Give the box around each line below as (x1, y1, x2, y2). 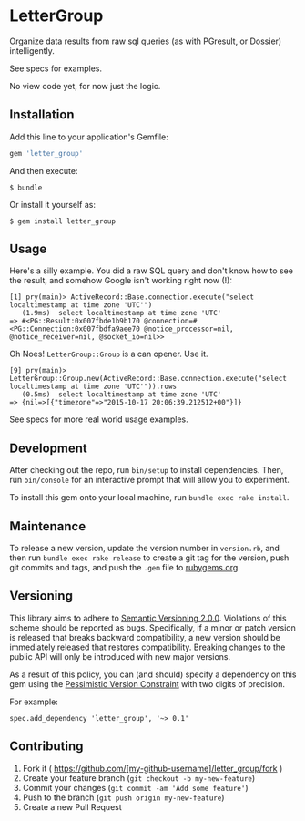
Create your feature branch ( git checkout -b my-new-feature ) (22, 772, 256, 784)
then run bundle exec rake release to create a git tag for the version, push (9, 552, 290, 563)
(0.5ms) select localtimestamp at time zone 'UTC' (21, 390, 222, 399)
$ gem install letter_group (9, 216, 117, 226)
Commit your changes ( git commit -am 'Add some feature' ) (22, 782, 249, 793)
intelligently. (9, 45, 55, 56)
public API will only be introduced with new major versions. (9, 651, 231, 662)
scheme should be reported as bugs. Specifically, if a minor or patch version (9, 621, 296, 633)
